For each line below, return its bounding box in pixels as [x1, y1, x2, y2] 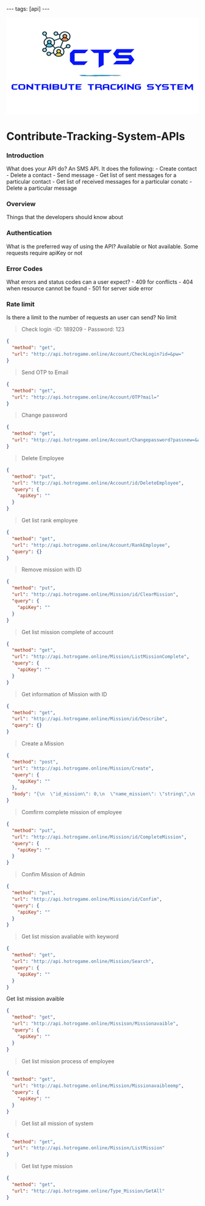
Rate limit [6, 300, 35, 308]
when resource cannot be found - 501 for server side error [6, 285, 154, 292]
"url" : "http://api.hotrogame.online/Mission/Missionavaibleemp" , [12, 1083, 184, 1089]
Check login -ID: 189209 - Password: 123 [21, 326, 125, 333]
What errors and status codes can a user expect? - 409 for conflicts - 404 [6, 278, 193, 286]
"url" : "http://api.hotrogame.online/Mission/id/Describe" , [12, 716, 168, 722]
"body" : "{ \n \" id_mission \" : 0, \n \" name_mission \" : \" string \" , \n [12, 791, 195, 797]
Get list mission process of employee [21, 1057, 115, 1064]
